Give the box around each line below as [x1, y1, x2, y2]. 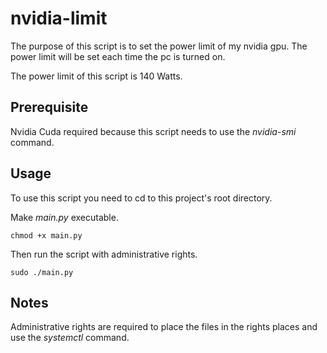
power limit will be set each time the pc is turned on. [10, 50, 226, 62]
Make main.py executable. [10, 211, 119, 223]
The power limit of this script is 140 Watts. [10, 70, 183, 82]
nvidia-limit [10, 7, 108, 30]
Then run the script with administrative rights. [10, 248, 198, 260]
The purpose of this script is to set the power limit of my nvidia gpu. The [10, 40, 308, 52]
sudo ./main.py [10, 267, 74, 277]
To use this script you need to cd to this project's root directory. [10, 192, 273, 204]
